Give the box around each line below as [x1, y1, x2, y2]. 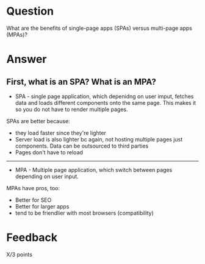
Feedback [6, 230, 58, 244]
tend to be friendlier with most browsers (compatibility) [15, 209, 154, 216]
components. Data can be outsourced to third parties [15, 142, 149, 149]
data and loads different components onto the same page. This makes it [15, 99, 196, 106]
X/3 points [6, 251, 32, 258]
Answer [6, 52, 47, 66]
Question [6, 4, 54, 18]
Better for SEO [15, 196, 52, 204]
